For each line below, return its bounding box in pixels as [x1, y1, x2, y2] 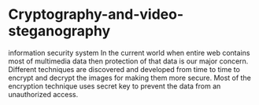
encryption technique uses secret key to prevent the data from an [8, 81, 221, 91]
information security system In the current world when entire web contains [8, 48, 250, 57]
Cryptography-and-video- [8, 5, 184, 24]
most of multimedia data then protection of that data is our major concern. [8, 56, 249, 66]
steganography [8, 22, 111, 40]
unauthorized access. [8, 89, 79, 99]
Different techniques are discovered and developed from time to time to [8, 64, 240, 74]
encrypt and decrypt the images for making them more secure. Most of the [8, 73, 252, 82]
